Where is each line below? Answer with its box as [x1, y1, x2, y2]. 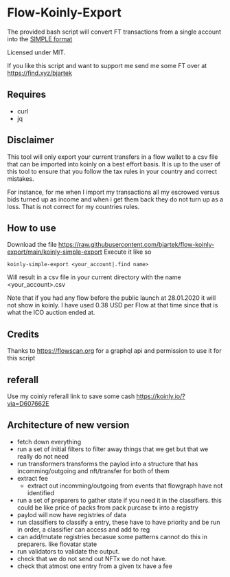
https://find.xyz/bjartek [7, 69, 72, 77]
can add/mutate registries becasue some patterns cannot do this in [16, 532, 208, 541]
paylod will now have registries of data [16, 510, 127, 519]
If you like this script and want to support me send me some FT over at [7, 61, 207, 69]
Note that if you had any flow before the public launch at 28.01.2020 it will [7, 294, 216, 302]
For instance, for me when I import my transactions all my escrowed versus [7, 188, 220, 196]
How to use [7, 222, 56, 234]
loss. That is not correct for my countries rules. [7, 202, 140, 210]
